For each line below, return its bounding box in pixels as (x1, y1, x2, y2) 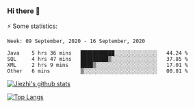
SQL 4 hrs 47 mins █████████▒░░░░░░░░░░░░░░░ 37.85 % (7, 56, 188, 63)
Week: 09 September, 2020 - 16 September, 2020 (7, 38, 146, 45)
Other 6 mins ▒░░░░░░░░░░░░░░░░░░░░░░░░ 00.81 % (7, 68, 188, 75)
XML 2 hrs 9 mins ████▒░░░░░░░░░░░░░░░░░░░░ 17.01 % (7, 62, 188, 69)
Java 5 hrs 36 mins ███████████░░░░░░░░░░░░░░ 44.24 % (7, 50, 188, 57)
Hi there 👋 (7, 6, 41, 16)
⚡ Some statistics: (7, 22, 58, 30)
